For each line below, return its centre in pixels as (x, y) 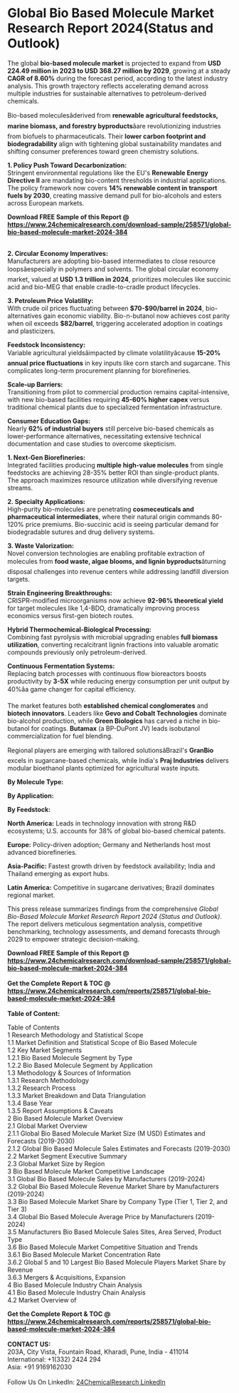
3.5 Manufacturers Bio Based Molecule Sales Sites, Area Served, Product (115, 1232)
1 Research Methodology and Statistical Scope (75, 1034)
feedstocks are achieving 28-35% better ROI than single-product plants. (113, 473)
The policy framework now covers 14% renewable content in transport (112, 187)
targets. (19, 579)
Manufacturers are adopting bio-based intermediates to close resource (111, 261)
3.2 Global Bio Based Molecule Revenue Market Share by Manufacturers (113, 1186)
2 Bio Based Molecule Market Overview (65, 1118)
